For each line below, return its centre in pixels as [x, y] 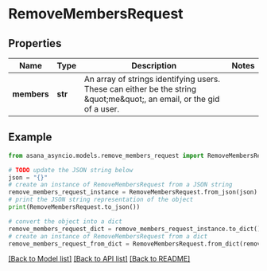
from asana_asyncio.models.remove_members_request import [106, 155]
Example [30, 137]
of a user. [102, 109]
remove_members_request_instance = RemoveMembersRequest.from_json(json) [133, 192]
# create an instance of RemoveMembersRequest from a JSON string [120, 185]
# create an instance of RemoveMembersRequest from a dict [108, 236]
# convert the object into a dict [66, 221]
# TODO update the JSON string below [71, 170]
